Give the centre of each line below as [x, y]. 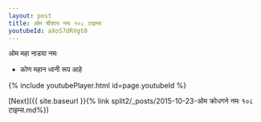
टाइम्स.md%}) [29, 110]
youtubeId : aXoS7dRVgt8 [48, 31]
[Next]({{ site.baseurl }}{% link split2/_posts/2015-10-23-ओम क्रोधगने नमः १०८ [131, 101]
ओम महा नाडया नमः [33, 54]
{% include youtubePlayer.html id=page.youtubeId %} [98, 86]
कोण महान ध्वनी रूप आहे [51, 70]
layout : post [30, 16]
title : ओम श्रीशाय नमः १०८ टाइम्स [55, 23]
